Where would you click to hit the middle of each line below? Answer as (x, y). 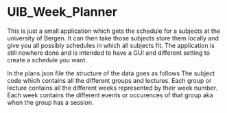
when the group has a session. (50, 102)
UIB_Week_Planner (62, 12)
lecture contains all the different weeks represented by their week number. (112, 88)
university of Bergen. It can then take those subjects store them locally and (113, 38)
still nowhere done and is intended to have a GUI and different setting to (109, 53)
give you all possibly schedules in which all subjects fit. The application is (111, 45)
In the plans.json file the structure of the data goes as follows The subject (111, 73)
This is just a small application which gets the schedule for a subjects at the (114, 31)
